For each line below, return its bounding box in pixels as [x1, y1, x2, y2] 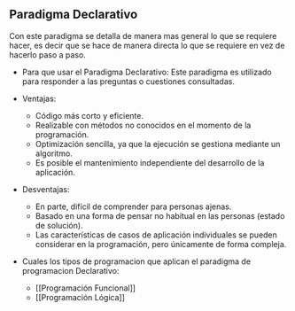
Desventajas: [21, 183, 70, 194]
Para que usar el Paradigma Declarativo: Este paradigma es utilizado [21, 66, 272, 77]
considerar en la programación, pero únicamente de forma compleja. [35, 238, 287, 249]
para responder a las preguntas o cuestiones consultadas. [21, 75, 235, 87]
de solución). [35, 220, 83, 230]
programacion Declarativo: [21, 265, 120, 276]
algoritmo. [35, 148, 73, 159]
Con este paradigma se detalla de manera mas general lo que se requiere [9, 30, 277, 41]
